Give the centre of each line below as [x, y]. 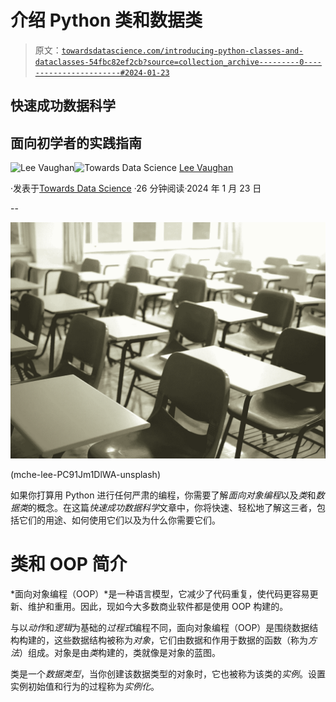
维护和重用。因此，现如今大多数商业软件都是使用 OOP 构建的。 [158, 607]
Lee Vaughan [206, 168]
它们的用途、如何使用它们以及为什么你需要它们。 [119, 520]
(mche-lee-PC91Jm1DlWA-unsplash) [86, 475]
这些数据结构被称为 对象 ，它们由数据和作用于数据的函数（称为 [180, 640]
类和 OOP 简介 [69, 564]
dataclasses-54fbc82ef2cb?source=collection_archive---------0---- [178, 62]
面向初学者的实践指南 [76, 142]
